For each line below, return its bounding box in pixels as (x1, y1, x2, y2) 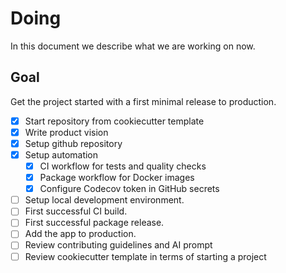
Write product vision (24, 126, 109, 138)
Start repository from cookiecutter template (24, 115, 205, 127)
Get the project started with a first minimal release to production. (10, 95, 277, 107)
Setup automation (24, 148, 99, 161)
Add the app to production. (24, 228, 137, 240)
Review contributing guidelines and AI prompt (24, 239, 213, 251)
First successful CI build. (24, 205, 128, 217)
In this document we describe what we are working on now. (10, 40, 256, 52)
